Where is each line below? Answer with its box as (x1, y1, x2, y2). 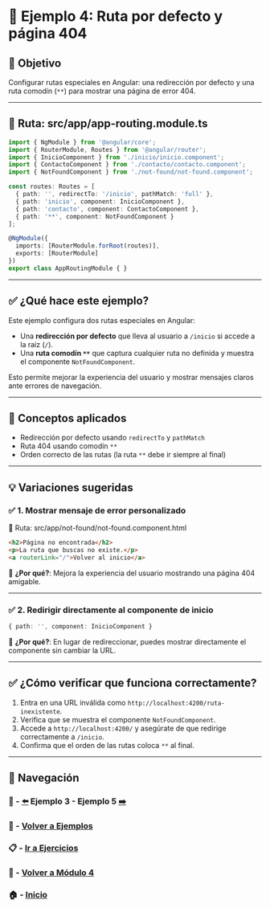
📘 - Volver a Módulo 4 (8, 867, 95, 878)
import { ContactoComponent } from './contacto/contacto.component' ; (8, 161, 247, 169)
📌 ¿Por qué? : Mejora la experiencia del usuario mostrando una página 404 (8, 568, 256, 578)
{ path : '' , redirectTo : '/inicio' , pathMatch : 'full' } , (15, 190, 215, 198)
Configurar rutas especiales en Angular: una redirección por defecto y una (8, 78, 255, 87)
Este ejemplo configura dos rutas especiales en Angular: (8, 315, 195, 325)
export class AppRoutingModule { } (8, 264, 128, 272)
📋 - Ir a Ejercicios (8, 842, 79, 853)
